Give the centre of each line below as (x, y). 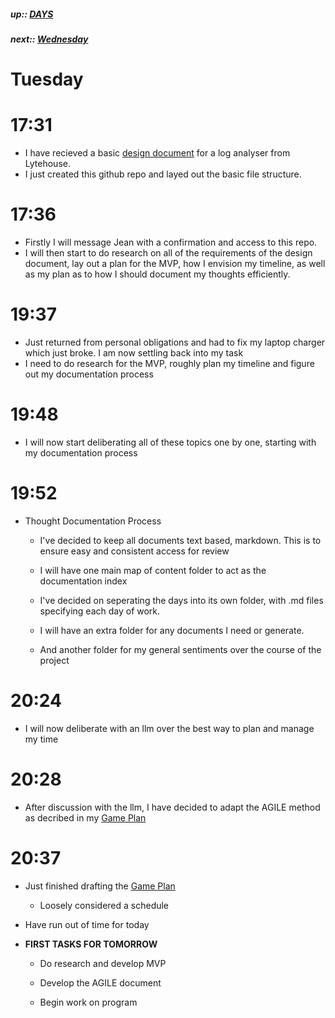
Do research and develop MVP (103, 963)
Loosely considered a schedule (104, 905)
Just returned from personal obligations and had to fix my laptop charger (175, 342)
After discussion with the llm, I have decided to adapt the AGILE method (172, 807)
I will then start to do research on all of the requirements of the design (168, 253)
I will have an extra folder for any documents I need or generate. (172, 630)
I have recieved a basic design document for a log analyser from (157, 153)
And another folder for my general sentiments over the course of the (180, 649)
